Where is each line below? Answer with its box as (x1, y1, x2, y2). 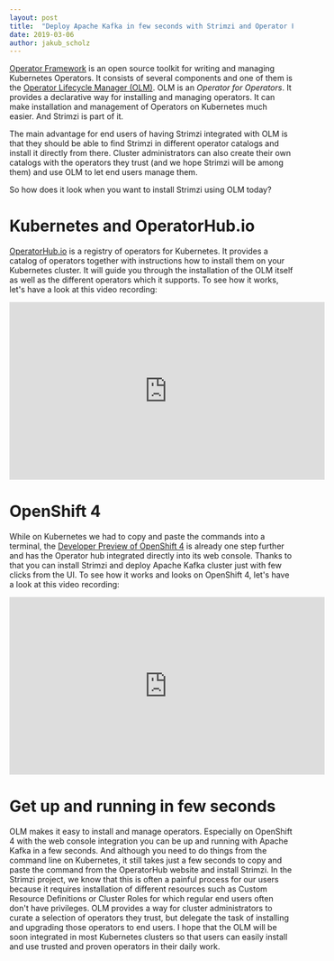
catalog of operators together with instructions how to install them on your (9, 255, 285, 266)
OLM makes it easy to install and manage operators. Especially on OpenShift (9, 827, 293, 837)
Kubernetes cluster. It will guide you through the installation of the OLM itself (9, 265, 293, 276)
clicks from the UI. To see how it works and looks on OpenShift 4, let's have (9, 569, 290, 580)
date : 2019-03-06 (9, 30, 75, 39)
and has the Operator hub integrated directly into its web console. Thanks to (9, 550, 293, 561)
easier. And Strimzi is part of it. (9, 111, 124, 122)
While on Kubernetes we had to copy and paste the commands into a (9, 531, 266, 542)
